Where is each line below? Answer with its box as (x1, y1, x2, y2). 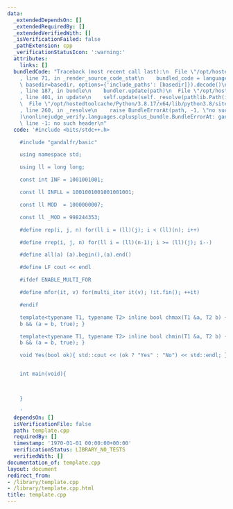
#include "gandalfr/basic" (19, 139, 98, 146)
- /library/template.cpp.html (7, 485, 95, 492)
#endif (19, 301, 39, 309)
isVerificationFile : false (13, 420, 92, 427)
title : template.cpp (7, 492, 67, 499)
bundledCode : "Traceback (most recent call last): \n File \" (13, 68, 197, 75)
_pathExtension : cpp (13, 42, 73, 49)
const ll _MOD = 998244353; (19, 214, 101, 221)
